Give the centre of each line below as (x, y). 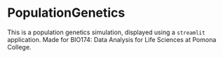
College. (19, 47)
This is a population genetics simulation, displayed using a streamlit (106, 32)
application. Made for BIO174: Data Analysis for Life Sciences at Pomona (112, 39)
